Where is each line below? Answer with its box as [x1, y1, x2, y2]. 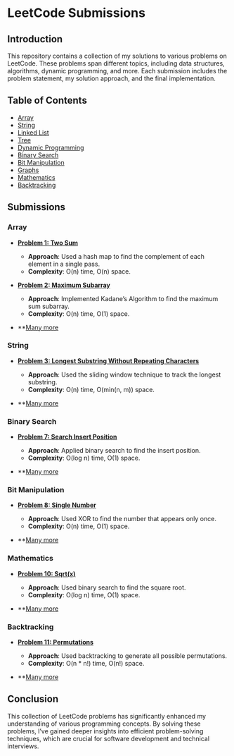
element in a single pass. [27, 260, 100, 268]
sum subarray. [27, 302, 70, 310]
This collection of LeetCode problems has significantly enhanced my [7, 712, 206, 720]
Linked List [17, 128, 49, 137]
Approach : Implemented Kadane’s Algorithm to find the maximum [27, 294, 219, 303]
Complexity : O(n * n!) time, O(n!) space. [27, 659, 145, 667]
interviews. [7, 742, 39, 750]
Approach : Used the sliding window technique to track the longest [27, 370, 221, 379]
